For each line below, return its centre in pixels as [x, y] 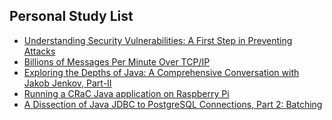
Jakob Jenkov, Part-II [67, 83]
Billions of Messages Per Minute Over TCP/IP [117, 61]
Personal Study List [71, 16]
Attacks [39, 51]
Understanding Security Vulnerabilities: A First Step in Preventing [158, 40]
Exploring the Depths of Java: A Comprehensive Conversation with [161, 72]
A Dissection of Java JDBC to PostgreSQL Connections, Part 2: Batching [173, 104]
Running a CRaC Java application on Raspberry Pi [126, 93]
